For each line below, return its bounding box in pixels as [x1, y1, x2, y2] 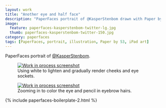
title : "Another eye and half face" [5, 12, 81, 17]
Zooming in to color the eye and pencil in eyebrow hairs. [17, 87, 132, 94]
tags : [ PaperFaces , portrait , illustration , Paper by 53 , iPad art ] [5, 39, 149, 44]
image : [5, 21, 19, 26]
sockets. [17, 72, 35, 79]
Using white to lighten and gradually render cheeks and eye [17, 68, 139, 73]
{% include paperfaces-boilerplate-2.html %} [5, 97, 97, 103]
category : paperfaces [5, 35, 50, 40]
